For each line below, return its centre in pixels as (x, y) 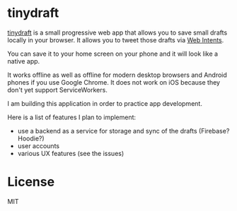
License (31, 182)
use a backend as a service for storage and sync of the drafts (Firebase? (123, 131)
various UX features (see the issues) (71, 153)
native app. (24, 61)
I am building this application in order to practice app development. (105, 103)
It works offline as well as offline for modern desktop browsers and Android (117, 75)
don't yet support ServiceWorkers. (57, 90)
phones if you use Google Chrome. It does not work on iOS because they (114, 82)
